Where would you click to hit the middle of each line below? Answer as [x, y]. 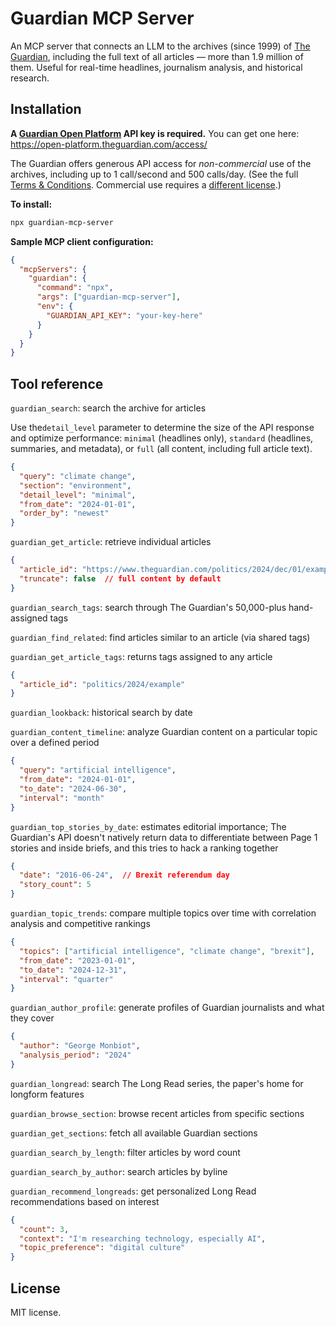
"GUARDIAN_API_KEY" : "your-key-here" [124, 315]
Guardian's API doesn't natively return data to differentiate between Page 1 [164, 837]
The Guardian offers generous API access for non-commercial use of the [161, 163]
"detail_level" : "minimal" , [78, 495]
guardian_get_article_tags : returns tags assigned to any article [141, 656]
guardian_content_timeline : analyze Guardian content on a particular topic [164, 732]
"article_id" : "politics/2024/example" [102, 684]
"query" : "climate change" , [78, 476]
